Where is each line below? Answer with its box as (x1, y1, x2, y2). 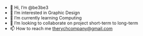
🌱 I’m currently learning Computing (9, 15, 82, 20)
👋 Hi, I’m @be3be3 (9, 5, 49, 10)
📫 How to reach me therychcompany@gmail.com (9, 26, 113, 31)
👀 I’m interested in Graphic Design (9, 10, 80, 16)
